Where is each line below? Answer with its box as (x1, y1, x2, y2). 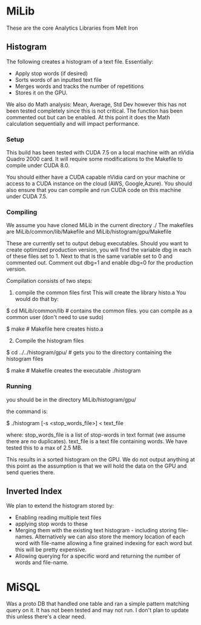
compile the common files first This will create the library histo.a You (15, 289, 186, 296)
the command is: (6, 408, 48, 415)
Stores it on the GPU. (15, 89, 68, 96)
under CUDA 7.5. (6, 193, 48, 200)
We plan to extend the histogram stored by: (6, 502, 114, 509)
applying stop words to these (15, 520, 88, 527)
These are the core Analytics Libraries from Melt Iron (6, 24, 138, 31)
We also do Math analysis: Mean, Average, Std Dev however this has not (6, 101, 186, 108)
